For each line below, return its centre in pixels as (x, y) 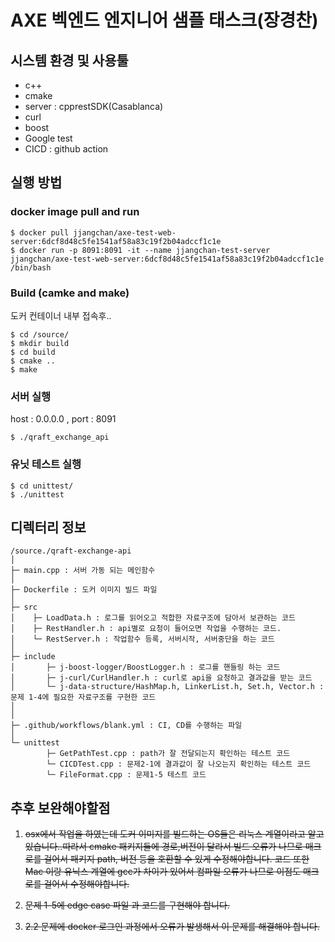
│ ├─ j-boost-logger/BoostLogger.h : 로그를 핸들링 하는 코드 (145, 667)
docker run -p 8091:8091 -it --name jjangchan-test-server (145, 250)
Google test (48, 138)
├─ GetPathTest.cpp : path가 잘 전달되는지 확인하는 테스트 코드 (168, 754)
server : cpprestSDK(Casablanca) (94, 106)
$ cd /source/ (40, 334)
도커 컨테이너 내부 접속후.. (61, 315)
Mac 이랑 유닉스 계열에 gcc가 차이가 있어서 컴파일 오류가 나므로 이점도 (163, 872)
